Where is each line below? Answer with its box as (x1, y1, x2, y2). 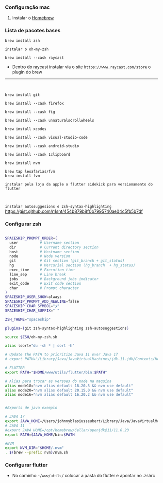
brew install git (5, 92, 40, 97)
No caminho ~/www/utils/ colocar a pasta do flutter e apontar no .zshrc (12, 473, 155, 479)
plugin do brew (12, 69, 43, 74)
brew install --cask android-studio (5, 143, 79, 149)
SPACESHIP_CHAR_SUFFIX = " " (5, 308, 60, 313)
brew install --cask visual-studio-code (5, 135, 88, 140)
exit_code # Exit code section (9, 281, 81, 286)
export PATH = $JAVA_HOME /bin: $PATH (5, 432, 75, 437)
